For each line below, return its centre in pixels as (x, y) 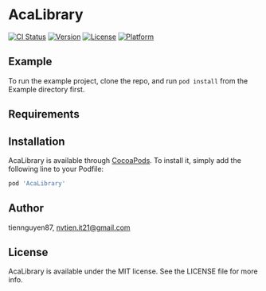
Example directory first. (47, 89)
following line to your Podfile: (56, 169)
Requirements (44, 114)
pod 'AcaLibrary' (37, 183)
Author (26, 208)
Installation (37, 141)
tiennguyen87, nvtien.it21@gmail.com (69, 227)
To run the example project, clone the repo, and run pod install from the (128, 80)
